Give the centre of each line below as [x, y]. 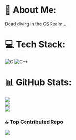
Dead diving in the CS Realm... [36, 24]
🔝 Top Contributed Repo [34, 122]
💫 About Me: [31, 10]
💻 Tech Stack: [35, 45]
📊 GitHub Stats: [38, 83]
